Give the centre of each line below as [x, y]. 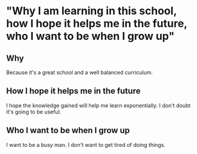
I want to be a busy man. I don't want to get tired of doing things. [86, 144]
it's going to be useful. [34, 112]
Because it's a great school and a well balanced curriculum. [80, 72]
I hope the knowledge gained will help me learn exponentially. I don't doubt [98, 105]
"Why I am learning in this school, [92, 11]
